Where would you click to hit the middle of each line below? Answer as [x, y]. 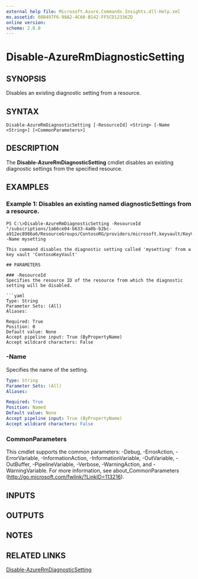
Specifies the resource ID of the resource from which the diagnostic [95, 280]
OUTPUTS [25, 515]
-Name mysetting [26, 239]
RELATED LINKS [36, 555]
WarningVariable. [27, 471]
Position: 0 [21, 327]
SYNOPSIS [26, 79]
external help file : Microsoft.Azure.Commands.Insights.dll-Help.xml [93, 11]
